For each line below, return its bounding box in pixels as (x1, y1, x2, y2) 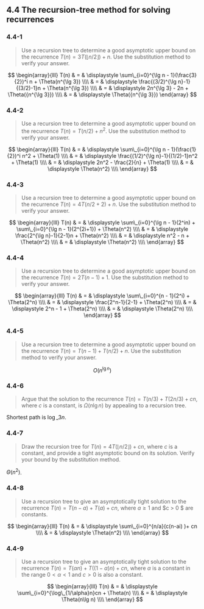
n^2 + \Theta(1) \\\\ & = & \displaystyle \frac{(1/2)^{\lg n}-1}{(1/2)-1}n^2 (22, 152, 198, 159)
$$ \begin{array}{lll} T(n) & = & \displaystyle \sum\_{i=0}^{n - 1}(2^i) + (14, 292, 191, 299)
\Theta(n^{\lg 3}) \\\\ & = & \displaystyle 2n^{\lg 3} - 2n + (47, 84, 189, 91)
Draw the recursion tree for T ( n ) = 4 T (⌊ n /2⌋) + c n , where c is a (21, 443, 178, 450)
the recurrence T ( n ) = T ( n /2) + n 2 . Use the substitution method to (21, 126, 186, 135)
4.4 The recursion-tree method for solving (6, 5, 171, 15)
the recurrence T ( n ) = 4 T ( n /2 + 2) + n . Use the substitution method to (21, 201, 196, 208)
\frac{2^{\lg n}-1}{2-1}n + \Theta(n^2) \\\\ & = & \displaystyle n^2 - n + (15, 232, 190, 239)
